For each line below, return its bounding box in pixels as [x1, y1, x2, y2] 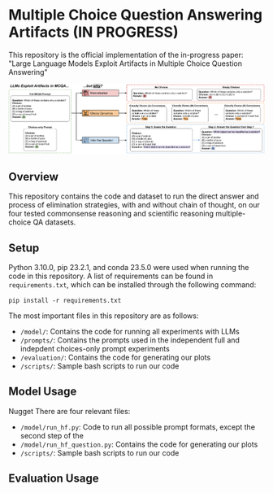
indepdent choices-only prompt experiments [19, 344, 171, 353]
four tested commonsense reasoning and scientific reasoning [8, 209, 214, 219]
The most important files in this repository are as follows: [8, 311, 199, 321]
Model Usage [8, 385, 77, 399]
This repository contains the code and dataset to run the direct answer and [8, 191, 259, 201]
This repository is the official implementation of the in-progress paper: [8, 50, 244, 59]
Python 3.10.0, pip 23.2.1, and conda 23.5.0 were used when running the [8, 263, 249, 272]
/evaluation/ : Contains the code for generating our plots [19, 352, 211, 362]
